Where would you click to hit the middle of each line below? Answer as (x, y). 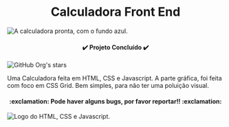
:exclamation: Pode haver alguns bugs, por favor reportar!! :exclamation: (116, 101)
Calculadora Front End (116, 12)
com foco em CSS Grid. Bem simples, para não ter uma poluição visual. (108, 86)
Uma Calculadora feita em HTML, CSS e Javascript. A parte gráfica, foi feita (115, 78)
